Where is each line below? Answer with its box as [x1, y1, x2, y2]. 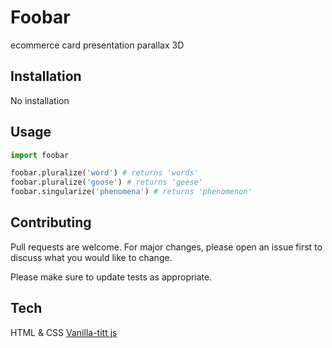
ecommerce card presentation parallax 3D [10, 39, 185, 51]
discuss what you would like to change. [10, 251, 173, 263]
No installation [10, 94, 70, 106]
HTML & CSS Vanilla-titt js [10, 326, 118, 338]
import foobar [10, 150, 70, 160]
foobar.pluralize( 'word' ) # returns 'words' [10, 168, 199, 178]
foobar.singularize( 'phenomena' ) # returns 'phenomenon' [10, 187, 253, 197]
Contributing [10, 214, 92, 231]
